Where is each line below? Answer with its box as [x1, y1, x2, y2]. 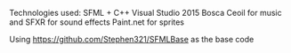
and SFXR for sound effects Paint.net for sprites [9, 17, 185, 27]
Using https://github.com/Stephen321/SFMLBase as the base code [9, 34, 255, 44]
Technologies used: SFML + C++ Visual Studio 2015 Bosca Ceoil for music [9, 8, 282, 18]
